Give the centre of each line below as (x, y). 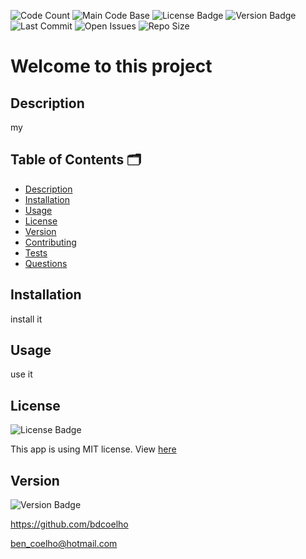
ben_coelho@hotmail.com (64, 544)
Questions (46, 263)
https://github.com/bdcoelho (69, 524)
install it (26, 319)
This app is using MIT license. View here (93, 449)
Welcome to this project (111, 66)
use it (21, 374)
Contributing (50, 242)
